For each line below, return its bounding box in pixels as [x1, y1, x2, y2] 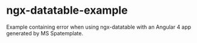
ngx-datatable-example [6, 4, 128, 17]
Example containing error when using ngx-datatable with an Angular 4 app [6, 23, 192, 30]
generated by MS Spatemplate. [6, 29, 83, 36]
